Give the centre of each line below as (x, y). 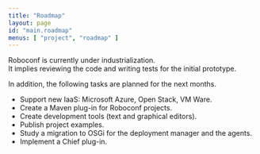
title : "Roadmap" (37, 15)
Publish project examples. (62, 125)
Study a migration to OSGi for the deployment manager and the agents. (136, 133)
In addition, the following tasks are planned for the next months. (112, 84)
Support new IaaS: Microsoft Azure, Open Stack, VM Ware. (116, 99)
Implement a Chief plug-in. (63, 142)
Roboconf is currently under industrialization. (82, 60)
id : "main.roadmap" (40, 30)
